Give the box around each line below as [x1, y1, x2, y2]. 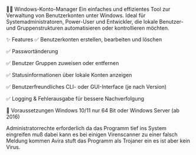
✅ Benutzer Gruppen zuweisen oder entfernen [6, 60, 119, 66]
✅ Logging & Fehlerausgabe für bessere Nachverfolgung [6, 95, 145, 102]
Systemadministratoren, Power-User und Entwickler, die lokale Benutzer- [6, 18, 184, 25]
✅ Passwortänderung [6, 48, 58, 54]
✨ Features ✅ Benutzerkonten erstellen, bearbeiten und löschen [6, 36, 162, 43]
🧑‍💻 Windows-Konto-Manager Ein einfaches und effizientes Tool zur [6, 6, 171, 12]
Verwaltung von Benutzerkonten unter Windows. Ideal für [6, 12, 146, 19]
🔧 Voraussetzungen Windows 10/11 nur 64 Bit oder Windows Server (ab [6, 107, 180, 114]
